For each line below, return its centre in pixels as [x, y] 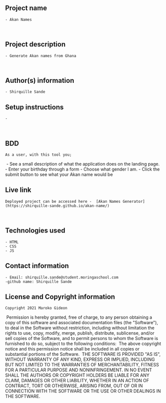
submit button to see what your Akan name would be [59, 174]
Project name [26, 8]
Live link [18, 190]
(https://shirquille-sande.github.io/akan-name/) [57, 206]
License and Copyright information [60, 297]
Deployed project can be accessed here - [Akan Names [63, 201]
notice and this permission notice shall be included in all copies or [72, 349]
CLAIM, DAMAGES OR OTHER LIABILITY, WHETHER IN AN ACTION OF [77, 381]
